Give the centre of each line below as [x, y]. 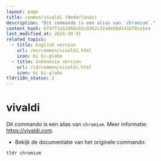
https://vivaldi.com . [30, 131]
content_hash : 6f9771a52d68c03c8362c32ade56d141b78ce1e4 [78, 28]
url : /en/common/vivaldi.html [55, 51]
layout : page [22, 12]
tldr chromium [24, 153]
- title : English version [44, 45]
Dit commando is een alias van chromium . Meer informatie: [77, 124]
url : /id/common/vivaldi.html [55, 67]
